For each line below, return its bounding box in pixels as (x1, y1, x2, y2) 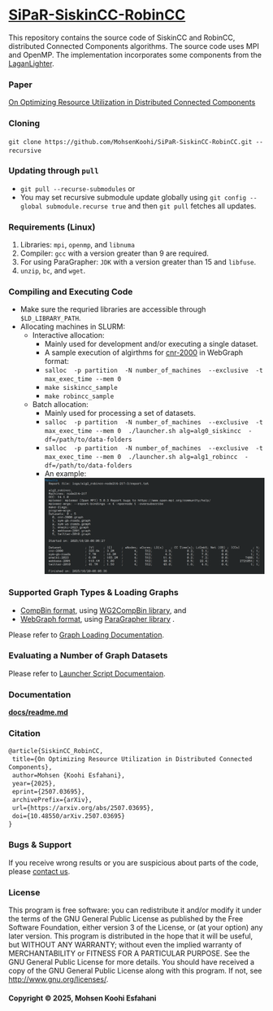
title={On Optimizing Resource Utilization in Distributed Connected (11, 755, 253, 764)
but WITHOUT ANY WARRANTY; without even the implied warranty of (8, 940, 242, 950)
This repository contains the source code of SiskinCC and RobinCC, (8, 33, 236, 42)
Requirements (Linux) (8, 221, 96, 233)
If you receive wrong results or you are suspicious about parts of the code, (8, 857, 258, 868)
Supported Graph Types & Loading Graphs (8, 587, 179, 598)
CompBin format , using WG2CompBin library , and (19, 605, 187, 615)
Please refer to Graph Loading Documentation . (8, 629, 165, 640)
